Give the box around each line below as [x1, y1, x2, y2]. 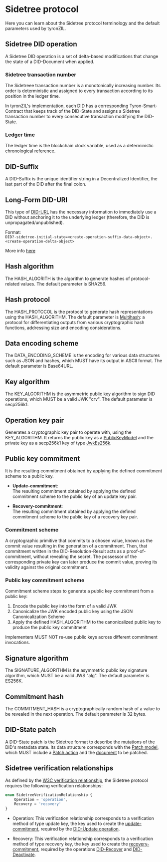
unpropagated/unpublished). [5, 219, 64, 225]
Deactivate [12, 851, 35, 857]
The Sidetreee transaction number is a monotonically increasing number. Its [5, 83, 161, 89]
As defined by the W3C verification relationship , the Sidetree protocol [5, 777, 148, 783]
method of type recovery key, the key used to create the [12, 841, 128, 847]
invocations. [5, 640, 30, 646]
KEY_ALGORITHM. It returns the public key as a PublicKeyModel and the [5, 435, 154, 441]
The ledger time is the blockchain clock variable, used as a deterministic [5, 143, 154, 149]
